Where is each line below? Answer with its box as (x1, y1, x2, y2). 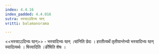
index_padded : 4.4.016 (5, 12, 51, 17)
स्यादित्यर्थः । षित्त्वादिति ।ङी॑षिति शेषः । (5, 44, 66, 50)
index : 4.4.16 (5, 7, 34, 12)
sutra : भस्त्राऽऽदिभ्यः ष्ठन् (5, 16, 45, 21)
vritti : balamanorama (5, 21, 49, 26)
